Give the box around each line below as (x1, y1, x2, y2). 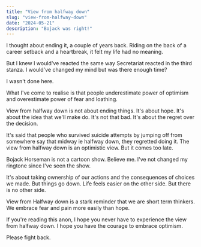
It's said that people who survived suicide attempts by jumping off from (6, 132, 182, 139)
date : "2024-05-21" (6, 20, 55, 26)
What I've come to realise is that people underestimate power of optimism (6, 89, 189, 96)
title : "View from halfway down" (6, 8, 90, 15)
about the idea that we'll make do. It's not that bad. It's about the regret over (6, 114, 195, 121)
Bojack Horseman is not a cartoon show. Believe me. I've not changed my (6, 156, 188, 163)
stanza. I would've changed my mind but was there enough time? (6, 66, 167, 74)
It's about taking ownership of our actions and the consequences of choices (6, 174, 195, 181)
